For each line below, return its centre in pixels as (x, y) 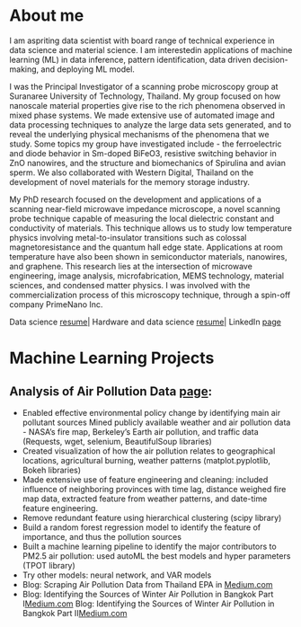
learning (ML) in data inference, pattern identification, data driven (130, 59)
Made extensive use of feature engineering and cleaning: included (145, 479)
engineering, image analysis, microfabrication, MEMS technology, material (147, 276)
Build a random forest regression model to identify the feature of (142, 527)
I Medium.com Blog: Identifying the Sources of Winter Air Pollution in (148, 604)
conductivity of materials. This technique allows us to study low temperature (150, 228)
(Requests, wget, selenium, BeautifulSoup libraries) (117, 441)
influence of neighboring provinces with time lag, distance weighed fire (154, 489)
